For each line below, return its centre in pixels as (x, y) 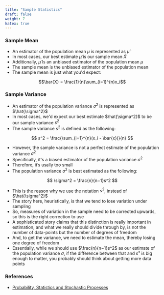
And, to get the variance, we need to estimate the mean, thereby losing (84, 238)
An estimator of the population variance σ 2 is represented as (73, 105)
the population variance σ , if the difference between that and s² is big (82, 253)
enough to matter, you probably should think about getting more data (82, 259)
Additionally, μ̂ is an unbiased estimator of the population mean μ (78, 61)
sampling (21, 206)
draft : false (18, 14)
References (19, 277)
